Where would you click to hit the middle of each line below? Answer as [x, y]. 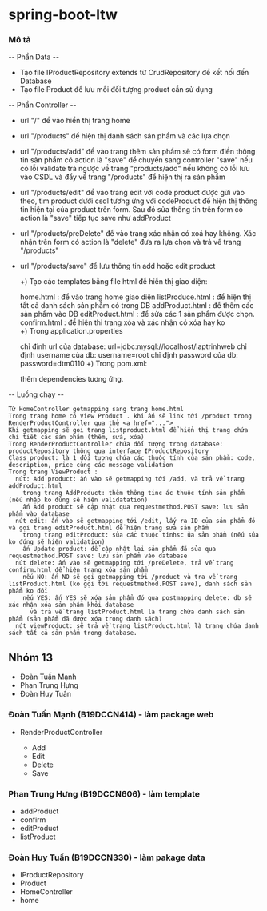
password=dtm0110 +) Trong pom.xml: [84, 364]
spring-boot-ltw [63, 15]
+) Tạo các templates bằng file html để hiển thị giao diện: [114, 282]
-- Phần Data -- [34, 57]
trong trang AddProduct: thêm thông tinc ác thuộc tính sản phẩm [134, 493]
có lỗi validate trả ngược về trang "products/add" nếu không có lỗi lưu [135, 169]
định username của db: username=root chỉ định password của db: [129, 355]
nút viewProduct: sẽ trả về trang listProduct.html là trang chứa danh [137, 626]
